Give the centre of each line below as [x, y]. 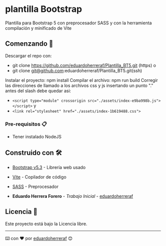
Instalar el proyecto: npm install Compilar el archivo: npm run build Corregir [82, 80]
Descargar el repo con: [28, 56]
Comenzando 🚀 [29, 44]
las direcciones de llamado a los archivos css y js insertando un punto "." [79, 85]
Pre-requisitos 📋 [26, 124]
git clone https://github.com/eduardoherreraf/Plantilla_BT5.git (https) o [84, 65]
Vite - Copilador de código [39, 177]
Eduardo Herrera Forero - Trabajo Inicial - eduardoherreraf [73, 196]
